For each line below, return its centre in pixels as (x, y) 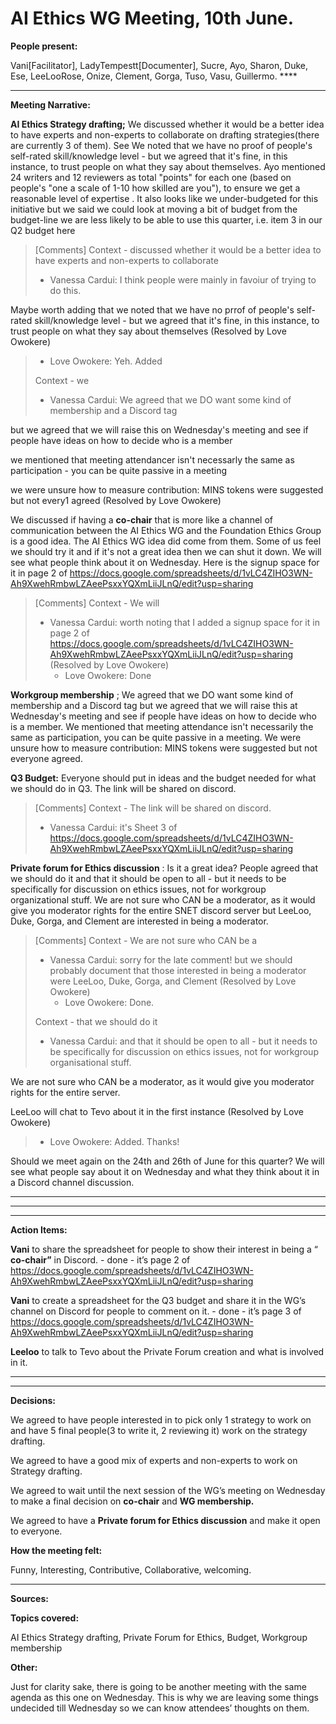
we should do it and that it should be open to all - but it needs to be (148, 878)
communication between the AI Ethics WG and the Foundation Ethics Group (166, 530)
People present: (44, 46)
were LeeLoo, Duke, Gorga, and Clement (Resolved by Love (173, 981)
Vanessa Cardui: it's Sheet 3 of (113, 827)
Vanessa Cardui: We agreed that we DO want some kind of (170, 399)
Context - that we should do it (96, 1021)
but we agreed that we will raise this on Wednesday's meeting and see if (159, 429)
